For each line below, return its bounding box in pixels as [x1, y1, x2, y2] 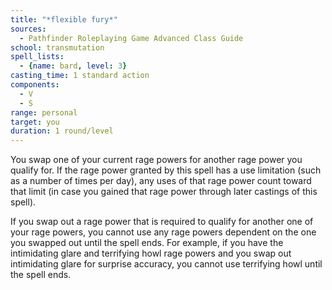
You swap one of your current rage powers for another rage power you [10, 154, 303, 166]
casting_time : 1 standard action [10, 71, 150, 81]
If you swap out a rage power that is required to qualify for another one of [10, 216, 314, 228]
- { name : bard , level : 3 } [19, 61, 128, 71]
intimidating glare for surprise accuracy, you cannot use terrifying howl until [10, 258, 323, 270]
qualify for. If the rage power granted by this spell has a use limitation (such [10, 164, 322, 176]
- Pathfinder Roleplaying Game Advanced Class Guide [19, 33, 244, 43]
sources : [10, 24, 47, 34]
